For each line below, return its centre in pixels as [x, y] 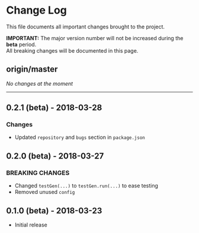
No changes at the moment [39, 83]
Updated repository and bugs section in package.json [80, 137]
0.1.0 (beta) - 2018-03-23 [54, 211]
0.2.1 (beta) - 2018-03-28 [54, 108]
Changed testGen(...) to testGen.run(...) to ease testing [86, 186]
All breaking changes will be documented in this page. [72, 50]
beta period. [21, 44]
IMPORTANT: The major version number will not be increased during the [95, 38]
